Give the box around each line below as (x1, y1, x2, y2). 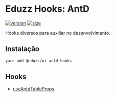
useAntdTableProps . (12, 86, 56, 92)
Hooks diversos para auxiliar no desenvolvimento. (5, 30, 111, 36)
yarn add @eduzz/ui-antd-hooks (5, 58, 72, 63)
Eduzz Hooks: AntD (5, 3, 89, 15)
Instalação (5, 44, 40, 54)
